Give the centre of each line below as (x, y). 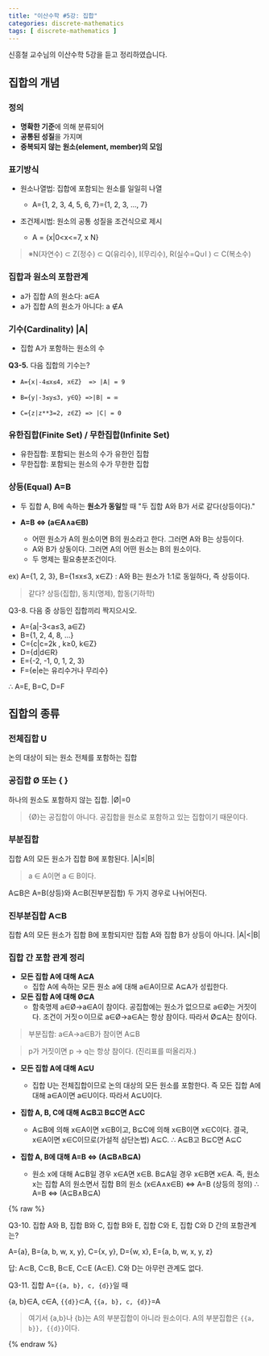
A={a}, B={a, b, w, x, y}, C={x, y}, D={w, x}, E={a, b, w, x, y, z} (111, 1252)
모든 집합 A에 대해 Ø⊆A (57, 997)
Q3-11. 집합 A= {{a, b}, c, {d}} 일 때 (68, 1285)
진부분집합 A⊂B (37, 915)
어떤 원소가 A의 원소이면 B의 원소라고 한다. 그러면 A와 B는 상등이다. (138, 539)
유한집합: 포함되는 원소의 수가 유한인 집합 (85, 454)
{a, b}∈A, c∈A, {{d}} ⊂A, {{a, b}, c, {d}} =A (85, 1301)
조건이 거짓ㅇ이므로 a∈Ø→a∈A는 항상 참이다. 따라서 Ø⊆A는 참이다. (150, 1017)
